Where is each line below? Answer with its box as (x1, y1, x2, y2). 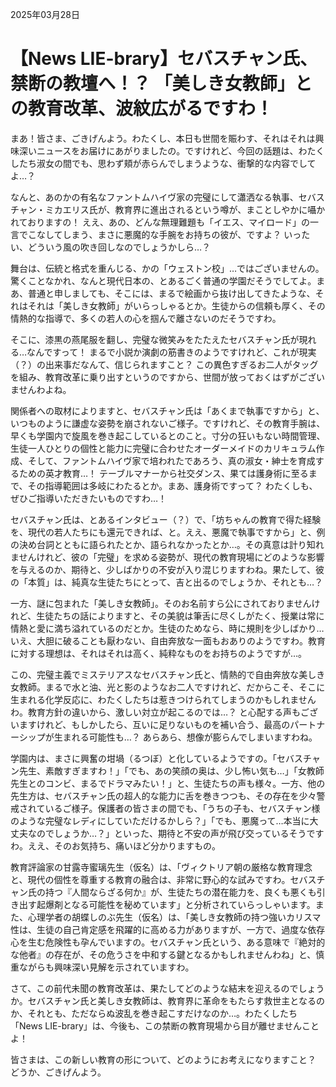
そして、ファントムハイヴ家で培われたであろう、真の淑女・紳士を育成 (27, 454, 316, 467)
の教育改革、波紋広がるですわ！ (10, 98, 274, 120)
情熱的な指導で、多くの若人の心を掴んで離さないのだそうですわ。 (10, 312, 282, 324)
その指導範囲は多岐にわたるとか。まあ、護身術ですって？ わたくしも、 (27, 479, 318, 492)
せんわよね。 (18, 383, 72, 395)
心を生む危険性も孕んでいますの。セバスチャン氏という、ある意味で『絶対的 (10, 936, 326, 948)
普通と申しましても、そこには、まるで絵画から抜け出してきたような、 (27, 287, 316, 299)
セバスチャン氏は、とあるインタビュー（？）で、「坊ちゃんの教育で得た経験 (10, 513, 322, 525)
